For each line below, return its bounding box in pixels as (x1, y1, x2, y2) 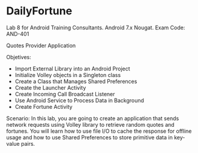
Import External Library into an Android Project (14, 65, 130, 72)
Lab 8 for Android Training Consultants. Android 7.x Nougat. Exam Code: (6, 24, 185, 31)
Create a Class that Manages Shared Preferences (14, 78, 137, 85)
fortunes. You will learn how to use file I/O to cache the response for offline (6, 127, 192, 134)
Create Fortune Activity (14, 103, 73, 110)
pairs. (20, 140, 35, 147)
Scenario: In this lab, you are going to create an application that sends (6, 115, 179, 122)
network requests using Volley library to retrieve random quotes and (6, 121, 175, 128)
